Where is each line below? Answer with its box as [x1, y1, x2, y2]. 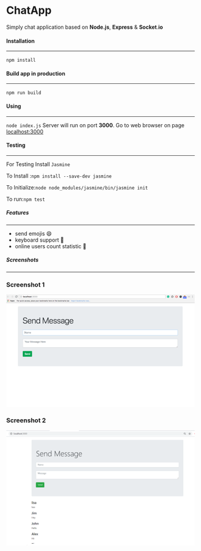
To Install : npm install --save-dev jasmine [6, 172, 112, 179]
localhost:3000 [6, 128, 44, 135]
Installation [6, 37, 35, 44]
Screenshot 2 [6, 416, 46, 424]
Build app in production [6, 70, 66, 77]
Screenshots [6, 256, 39, 264]
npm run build [6, 90, 42, 96]
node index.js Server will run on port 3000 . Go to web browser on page [6, 121, 185, 129]
